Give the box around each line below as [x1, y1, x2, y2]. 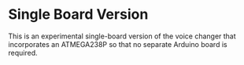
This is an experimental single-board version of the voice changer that [8, 31, 236, 41]
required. [8, 48, 38, 57]
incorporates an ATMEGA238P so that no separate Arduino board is [8, 39, 227, 49]
